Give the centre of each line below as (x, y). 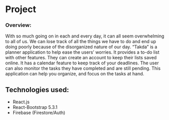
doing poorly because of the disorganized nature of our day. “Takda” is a (81, 47)
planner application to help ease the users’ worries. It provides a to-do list (82, 52)
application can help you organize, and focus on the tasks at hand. (75, 74)
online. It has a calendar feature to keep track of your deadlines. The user (82, 63)
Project (21, 9)
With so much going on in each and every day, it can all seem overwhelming (85, 36)
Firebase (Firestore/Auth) (39, 113)
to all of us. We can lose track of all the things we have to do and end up (81, 42)
